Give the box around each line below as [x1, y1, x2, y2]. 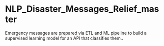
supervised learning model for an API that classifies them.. [5, 35, 124, 41]
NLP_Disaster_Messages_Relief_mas [5, 3, 160, 15]
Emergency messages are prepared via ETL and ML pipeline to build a [5, 30, 147, 36]
